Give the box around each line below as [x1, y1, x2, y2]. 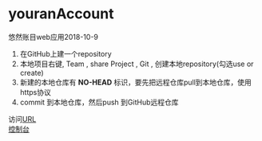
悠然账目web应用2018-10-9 [8, 32, 98, 41]
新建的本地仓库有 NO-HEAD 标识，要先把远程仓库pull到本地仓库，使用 [19, 77, 252, 87]
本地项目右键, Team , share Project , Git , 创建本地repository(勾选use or [19, 59, 254, 69]
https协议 [19, 87, 52, 96]
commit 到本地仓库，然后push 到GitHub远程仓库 [19, 97, 179, 107]
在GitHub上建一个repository [19, 49, 112, 58]
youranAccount [8, 5, 114, 23]
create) [19, 68, 44, 77]
